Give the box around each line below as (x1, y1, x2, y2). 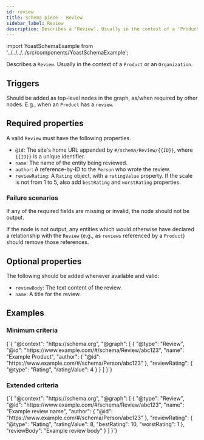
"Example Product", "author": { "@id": (6, 353, 101, 360)
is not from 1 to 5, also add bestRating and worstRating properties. (15, 178, 181, 186)
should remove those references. (6, 239, 89, 246)
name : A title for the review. (15, 290, 81, 297)
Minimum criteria (6, 326, 58, 334)
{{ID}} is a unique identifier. (15, 152, 86, 160)
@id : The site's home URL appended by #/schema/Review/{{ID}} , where (15, 146, 193, 154)
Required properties (6, 118, 84, 129)
